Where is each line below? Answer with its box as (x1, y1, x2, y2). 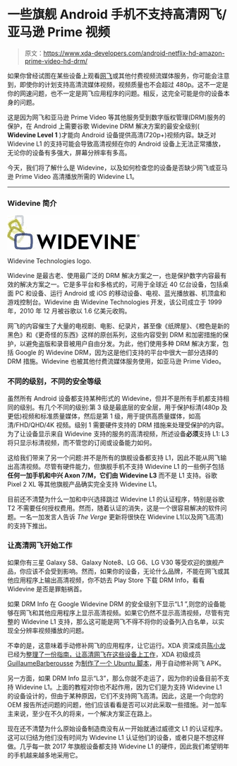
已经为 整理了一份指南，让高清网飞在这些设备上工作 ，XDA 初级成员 (7, 650, 201, 658)
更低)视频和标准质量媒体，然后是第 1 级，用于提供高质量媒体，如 (7, 412, 195, 420)
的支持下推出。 (7, 521, 51, 530)
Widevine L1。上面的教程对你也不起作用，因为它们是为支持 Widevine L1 (15, 683, 222, 691)
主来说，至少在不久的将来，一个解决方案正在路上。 (7, 709, 156, 718)
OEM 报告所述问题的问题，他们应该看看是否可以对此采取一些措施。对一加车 (7, 700, 227, 709)
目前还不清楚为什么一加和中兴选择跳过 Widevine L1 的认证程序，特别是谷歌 (7, 494, 225, 503)
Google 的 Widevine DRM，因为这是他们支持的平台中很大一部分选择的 (15, 348, 219, 357)
